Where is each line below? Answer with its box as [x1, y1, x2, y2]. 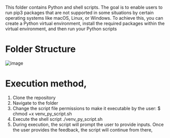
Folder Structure [5, 43, 76, 55]
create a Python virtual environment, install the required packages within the [5, 20, 165, 26]
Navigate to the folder [12, 100, 58, 106]
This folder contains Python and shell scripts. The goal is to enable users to [5, 5, 163, 10]
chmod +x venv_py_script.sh [12, 111, 72, 117]
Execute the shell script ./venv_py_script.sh [12, 116, 103, 122]
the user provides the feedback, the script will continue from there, [12, 126, 153, 133]
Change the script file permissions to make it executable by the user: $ [12, 105, 161, 111]
